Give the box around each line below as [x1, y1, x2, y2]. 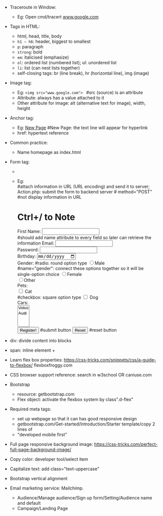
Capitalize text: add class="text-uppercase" [9, 466, 100, 472]
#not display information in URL [17, 194, 82, 200]
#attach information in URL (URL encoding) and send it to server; [17, 184, 150, 189]
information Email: [17, 240, 54, 246]
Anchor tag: [9, 115, 34, 121]
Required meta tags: [9, 406, 52, 412]
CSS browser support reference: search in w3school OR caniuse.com [9, 372, 152, 378]
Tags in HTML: [9, 23, 40, 29]
